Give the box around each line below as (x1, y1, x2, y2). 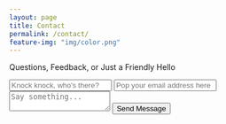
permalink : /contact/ (9, 29, 90, 38)
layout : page (9, 12, 58, 22)
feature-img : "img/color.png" (9, 37, 121, 47)
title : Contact (9, 21, 66, 30)
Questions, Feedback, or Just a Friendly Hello (9, 62, 175, 73)
